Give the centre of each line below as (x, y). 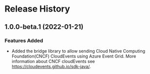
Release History (37, 9)
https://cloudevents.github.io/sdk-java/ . (51, 66)
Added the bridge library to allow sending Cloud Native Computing (78, 51)
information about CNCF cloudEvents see (53, 61)
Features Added (24, 41)
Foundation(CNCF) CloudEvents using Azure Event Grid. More (74, 56)
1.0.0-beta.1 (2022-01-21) (44, 27)
